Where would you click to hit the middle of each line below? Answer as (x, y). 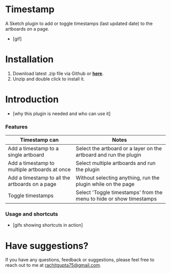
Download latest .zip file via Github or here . (58, 73)
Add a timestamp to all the (39, 178)
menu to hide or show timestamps (116, 199)
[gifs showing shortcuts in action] (48, 225)
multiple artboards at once (39, 170)
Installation (30, 59)
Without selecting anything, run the (118, 178)
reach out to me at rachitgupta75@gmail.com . (53, 265)
